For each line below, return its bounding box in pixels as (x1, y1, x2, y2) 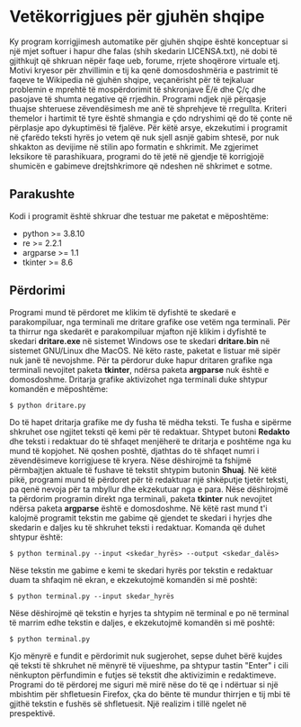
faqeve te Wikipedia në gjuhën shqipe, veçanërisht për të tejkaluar (9, 74, 254, 85)
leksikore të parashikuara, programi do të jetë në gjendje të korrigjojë (9, 150, 265, 161)
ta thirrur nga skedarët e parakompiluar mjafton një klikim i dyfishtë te (9, 326, 267, 337)
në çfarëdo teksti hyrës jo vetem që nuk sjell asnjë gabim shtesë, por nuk (9, 132, 279, 142)
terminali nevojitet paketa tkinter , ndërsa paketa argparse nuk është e (9, 364, 270, 375)
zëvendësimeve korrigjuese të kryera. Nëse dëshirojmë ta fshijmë (9, 455, 252, 466)
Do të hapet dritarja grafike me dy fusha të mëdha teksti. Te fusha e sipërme (9, 416, 292, 427)
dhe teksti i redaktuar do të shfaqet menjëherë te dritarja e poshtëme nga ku (9, 435, 292, 447)
